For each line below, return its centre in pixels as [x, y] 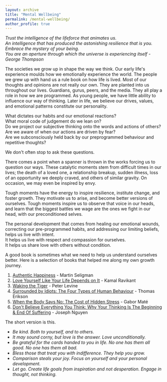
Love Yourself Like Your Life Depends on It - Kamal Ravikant [74, 280]
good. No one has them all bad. [45, 348]
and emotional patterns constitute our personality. [57, 106]
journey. [13, 265]
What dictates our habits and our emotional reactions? [61, 116]
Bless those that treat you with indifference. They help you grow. [79, 353]
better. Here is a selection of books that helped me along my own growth [80, 260]
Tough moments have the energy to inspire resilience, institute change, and [83, 193]
